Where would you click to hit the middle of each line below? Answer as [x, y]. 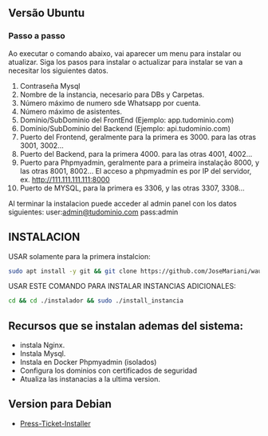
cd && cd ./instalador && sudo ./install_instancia [96, 301]
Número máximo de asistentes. [71, 111]
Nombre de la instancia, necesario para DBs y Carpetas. [112, 94]
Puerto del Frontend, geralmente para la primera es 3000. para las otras [138, 137]
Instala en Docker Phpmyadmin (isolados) [88, 362]
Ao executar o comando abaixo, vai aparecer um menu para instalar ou [125, 53]
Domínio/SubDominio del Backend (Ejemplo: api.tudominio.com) [125, 128]
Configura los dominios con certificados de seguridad [108, 370]
